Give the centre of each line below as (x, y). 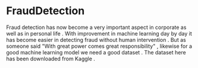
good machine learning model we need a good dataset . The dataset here (96, 52)
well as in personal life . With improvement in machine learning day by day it (99, 33)
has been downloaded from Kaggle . (51, 59)
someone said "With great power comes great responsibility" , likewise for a (99, 46)
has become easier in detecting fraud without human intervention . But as (96, 40)
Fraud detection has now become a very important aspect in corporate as (96, 27)
